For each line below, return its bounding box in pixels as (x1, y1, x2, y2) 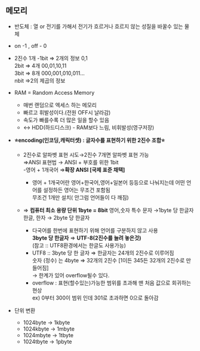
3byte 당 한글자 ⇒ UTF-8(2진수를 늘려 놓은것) (32, 234, 141, 241)
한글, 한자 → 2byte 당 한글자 (23, 214, 90, 221)
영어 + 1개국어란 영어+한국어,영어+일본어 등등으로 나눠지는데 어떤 (32, 178, 186, 186)
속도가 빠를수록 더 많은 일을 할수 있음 (23, 116, 110, 123)
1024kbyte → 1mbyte (23, 325, 75, 332)
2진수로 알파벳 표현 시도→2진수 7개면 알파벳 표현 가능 (23, 151, 149, 158)
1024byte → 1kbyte (23, 319, 70, 326)
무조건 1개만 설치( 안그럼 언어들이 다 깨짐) (32, 193, 129, 201)
